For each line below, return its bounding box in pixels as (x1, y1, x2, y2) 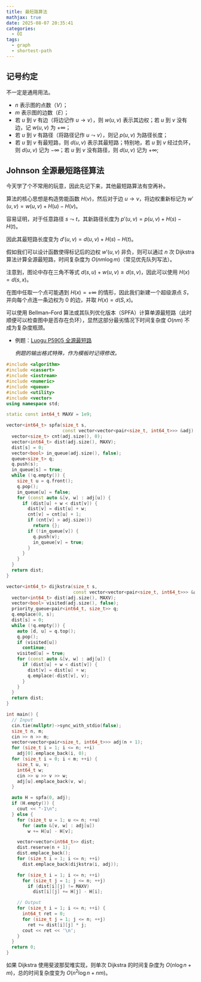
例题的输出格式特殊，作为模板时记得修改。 (14, 350, 120, 357)
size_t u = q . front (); (17, 478, 74, 484)
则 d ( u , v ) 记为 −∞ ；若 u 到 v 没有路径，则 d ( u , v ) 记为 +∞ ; (14, 146, 159, 153)
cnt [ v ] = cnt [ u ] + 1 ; (28, 511, 82, 517)
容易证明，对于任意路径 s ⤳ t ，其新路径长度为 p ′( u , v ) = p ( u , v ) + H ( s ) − (6, 215, 181, 222)
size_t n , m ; (11, 728, 44, 734)
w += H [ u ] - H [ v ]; (28, 828, 74, 834)
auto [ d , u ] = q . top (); (17, 628, 77, 634)
